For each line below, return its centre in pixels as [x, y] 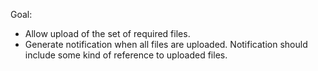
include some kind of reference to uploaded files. [126, 55]
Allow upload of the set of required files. [107, 33]
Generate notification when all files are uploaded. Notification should [166, 44]
